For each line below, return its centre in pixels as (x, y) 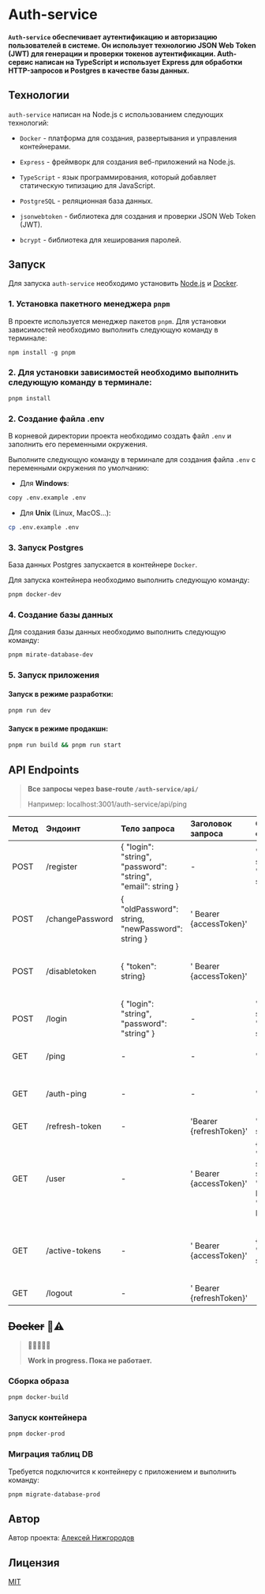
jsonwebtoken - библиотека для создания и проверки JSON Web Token (138, 216)
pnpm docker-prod (37, 1434)
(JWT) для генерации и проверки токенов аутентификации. (112, 54)
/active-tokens (74, 1251)
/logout (59, 1293)
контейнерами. (45, 146)
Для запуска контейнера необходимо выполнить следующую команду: (129, 580)
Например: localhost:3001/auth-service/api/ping (107, 804)
